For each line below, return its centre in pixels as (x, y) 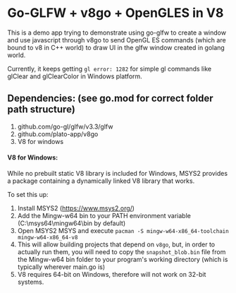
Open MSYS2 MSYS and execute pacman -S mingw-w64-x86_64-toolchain (123, 230)
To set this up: (28, 194)
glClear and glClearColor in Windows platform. (75, 76)
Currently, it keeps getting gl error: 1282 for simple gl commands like (110, 68)
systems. (31, 282)
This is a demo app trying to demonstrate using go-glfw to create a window (117, 32)
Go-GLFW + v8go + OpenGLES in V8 (116, 13)
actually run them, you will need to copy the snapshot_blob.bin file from (122, 251)
